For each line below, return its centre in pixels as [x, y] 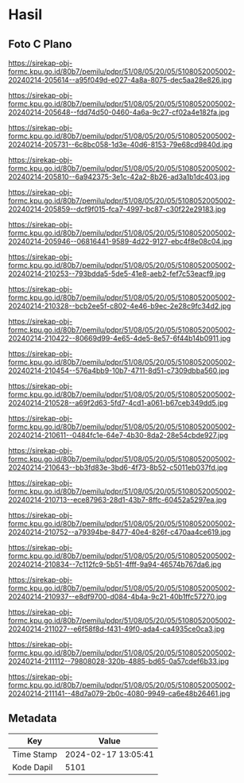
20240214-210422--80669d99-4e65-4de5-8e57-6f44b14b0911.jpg [120, 338]
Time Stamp [35, 754]
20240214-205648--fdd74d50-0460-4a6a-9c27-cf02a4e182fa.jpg [119, 112]
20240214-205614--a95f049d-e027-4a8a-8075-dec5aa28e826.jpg [120, 80]
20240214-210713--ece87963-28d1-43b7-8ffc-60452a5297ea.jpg [117, 500]
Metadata [33, 718]
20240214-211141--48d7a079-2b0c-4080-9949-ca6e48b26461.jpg [119, 694]
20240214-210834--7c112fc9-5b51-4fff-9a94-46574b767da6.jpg [115, 564]
